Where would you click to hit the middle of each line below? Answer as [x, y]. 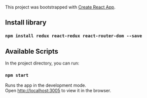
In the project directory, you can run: [42, 63]
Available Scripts [32, 51]
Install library [26, 22]
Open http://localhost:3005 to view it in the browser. [58, 91]
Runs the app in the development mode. [46, 85]
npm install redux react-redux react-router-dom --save [73, 36]
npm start [17, 75]
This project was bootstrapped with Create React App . [60, 7]
